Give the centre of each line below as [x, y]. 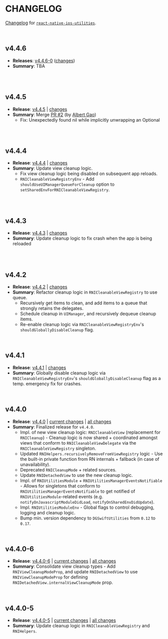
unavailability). [35, 464]
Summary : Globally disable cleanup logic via [59, 373]
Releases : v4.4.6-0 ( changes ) [44, 61]
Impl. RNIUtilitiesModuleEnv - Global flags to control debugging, [87, 507]
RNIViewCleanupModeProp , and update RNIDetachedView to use [75, 572]
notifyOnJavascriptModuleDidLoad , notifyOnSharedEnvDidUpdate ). [87, 502]
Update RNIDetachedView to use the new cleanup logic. [76, 475]
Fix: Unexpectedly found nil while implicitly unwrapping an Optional [90, 120]
